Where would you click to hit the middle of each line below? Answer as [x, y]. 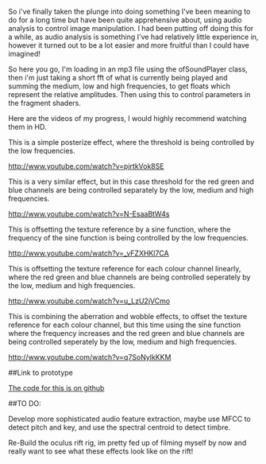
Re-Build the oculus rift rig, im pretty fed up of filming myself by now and [127, 443]
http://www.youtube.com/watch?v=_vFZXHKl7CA [89, 253]
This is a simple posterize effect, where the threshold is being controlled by [131, 142]
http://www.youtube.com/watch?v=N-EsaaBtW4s [89, 214]
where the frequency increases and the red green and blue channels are [126, 333]
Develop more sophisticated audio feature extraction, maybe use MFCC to [130, 419]
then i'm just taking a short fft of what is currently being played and [118, 78]
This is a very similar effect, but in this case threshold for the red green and [131, 181]
